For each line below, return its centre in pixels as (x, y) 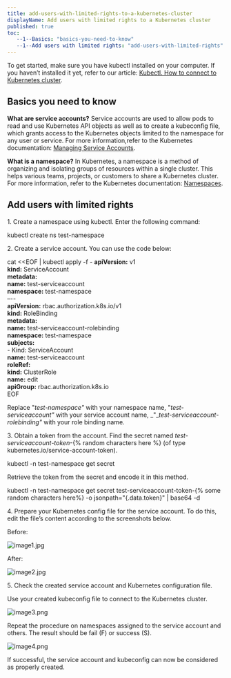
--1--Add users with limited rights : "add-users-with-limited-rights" (120, 46)
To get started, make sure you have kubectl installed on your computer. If (111, 65)
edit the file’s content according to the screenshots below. (89, 518)
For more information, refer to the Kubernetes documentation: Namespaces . (115, 183)
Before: (18, 531)
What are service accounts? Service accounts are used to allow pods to (110, 118)
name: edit (23, 379)
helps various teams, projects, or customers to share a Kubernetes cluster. (113, 176)
